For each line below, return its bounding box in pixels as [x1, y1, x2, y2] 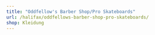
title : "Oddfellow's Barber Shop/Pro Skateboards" [6, 8, 136, 15]
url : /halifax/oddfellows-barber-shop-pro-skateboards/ [6, 14, 149, 20]
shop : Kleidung [6, 20, 44, 26]
